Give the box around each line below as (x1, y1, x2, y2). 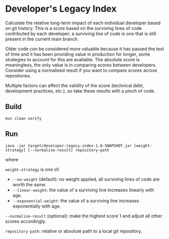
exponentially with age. (12, 203, 61, 209)
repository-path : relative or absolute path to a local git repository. (5, 228, 142, 234)
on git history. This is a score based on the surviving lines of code (5, 25, 142, 31)
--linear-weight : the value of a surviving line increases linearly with (12, 187, 154, 193)
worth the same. (12, 181, 47, 187)
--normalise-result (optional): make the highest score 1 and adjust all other (5, 213, 162, 219)
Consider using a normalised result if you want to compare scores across (5, 67, 157, 73)
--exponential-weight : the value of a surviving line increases (12, 197, 140, 204)
